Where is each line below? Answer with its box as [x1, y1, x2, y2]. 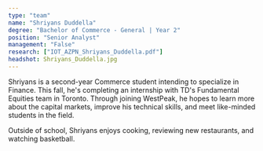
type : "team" [8, 11, 51, 20]
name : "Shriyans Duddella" [8, 19, 97, 27]
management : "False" [8, 41, 76, 49]
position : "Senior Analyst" [8, 33, 100, 42]
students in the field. [8, 110, 75, 120]
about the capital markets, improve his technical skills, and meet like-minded [8, 101, 256, 111]
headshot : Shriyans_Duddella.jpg [8, 56, 118, 64]
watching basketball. [8, 134, 75, 143]
